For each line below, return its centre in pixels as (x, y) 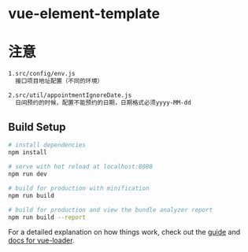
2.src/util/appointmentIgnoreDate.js (70, 95)
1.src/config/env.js (42, 74)
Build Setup (37, 127)
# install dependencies (47, 145)
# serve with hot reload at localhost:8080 (81, 167)
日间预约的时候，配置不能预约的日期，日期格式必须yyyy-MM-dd (103, 102)
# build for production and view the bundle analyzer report (111, 209)
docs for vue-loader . (41, 240)
